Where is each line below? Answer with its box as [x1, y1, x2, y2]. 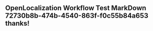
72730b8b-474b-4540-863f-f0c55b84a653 [5, 12, 149, 20]
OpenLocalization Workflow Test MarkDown [5, 4, 146, 12]
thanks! [5, 19, 30, 28]
